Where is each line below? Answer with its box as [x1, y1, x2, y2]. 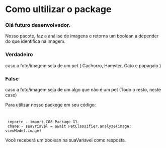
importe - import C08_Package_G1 [7, 120, 78, 125]
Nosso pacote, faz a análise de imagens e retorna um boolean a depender [5, 33, 159, 39]
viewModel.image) [5, 128, 42, 133]
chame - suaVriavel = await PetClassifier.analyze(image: [7, 124, 132, 129]
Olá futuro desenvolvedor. [5, 22, 71, 29]
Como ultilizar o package [5, 4, 112, 15]
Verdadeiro [5, 51, 33, 58]
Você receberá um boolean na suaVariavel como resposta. [5, 137, 126, 143]
